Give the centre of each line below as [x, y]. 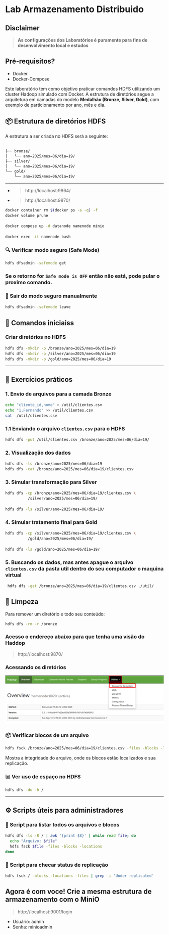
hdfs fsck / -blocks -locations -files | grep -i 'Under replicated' [80, 876]
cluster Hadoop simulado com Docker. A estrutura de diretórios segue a [80, 94]
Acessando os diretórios [36, 667]
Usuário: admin [28, 921]
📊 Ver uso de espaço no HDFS [43, 777]
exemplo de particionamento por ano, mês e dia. [55, 105]
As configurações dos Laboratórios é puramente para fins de [82, 40]
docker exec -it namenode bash [38, 237]
